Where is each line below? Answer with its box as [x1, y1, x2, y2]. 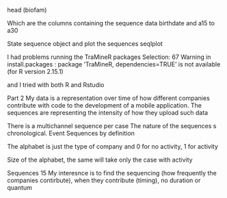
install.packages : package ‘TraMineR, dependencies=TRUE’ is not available [7, 60, 221, 68]
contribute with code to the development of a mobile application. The [7, 101, 202, 109]
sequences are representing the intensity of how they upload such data [7, 109, 209, 116]
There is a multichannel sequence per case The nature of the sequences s [7, 122, 217, 129]
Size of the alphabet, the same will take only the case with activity [7, 156, 193, 164]
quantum [7, 184, 33, 191]
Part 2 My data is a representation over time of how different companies [7, 94, 210, 102]
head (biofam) [7, 6, 47, 14]
